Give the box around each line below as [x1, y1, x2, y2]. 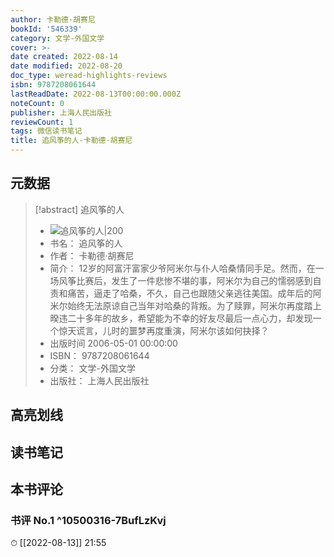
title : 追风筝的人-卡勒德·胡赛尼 [10, 136, 133, 146]
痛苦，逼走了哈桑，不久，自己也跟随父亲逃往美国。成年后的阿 [67, 287, 322, 299]
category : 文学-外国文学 [10, 33, 105, 43]
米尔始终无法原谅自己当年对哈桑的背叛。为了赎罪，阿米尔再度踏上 [49, 299, 322, 311]
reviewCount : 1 [10, 117, 74, 127]
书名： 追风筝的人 [49, 237, 123, 249]
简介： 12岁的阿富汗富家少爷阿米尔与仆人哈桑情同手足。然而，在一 [49, 262, 325, 274]
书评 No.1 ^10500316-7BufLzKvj [10, 513, 167, 527]
